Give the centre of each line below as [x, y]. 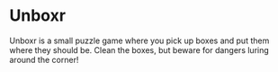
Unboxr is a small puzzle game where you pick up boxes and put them [139, 40]
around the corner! [44, 59]
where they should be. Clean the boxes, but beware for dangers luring [139, 49]
